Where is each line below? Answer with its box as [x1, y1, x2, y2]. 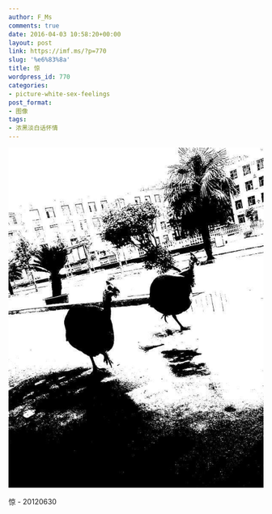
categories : [8, 81, 49, 89]
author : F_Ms [8, 13, 53, 21]
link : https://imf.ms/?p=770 [8, 47, 107, 56]
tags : [8, 116, 27, 124]
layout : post [8, 39, 53, 47]
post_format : [8, 98, 53, 107]
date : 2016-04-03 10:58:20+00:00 [8, 30, 121, 38]
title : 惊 [8, 65, 40, 73]
